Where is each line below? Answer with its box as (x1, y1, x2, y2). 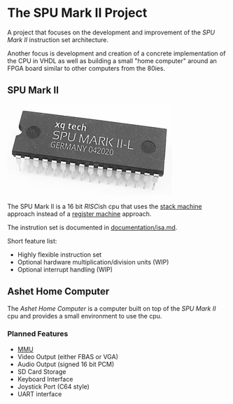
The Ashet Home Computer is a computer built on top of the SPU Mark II (7, 304, 216, 313)
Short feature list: (7, 236, 57, 245)
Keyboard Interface (17, 375, 73, 383)
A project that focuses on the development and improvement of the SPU (7, 28, 216, 36)
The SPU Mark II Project (7, 5, 148, 21)
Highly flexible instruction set (17, 250, 102, 259)
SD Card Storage (17, 367, 66, 376)
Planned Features (7, 329, 69, 339)
